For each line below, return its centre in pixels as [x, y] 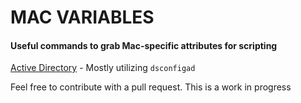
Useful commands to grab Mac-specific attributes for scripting [144, 45]
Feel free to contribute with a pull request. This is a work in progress [151, 87]
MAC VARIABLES [82, 17]
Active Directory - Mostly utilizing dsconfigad [103, 68]
